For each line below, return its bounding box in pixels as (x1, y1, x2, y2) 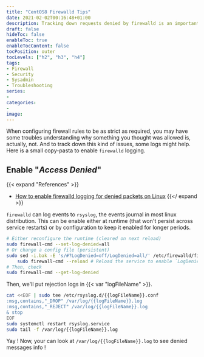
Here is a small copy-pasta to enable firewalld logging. (6, 147, 146, 154)
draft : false (6, 26, 39, 32)
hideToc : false (6, 32, 45, 38)
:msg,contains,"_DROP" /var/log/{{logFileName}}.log (6, 298, 143, 305)
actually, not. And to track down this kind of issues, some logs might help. (6, 141, 191, 148)
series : (6, 88, 26, 94)
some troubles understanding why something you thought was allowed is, (6, 134, 191, 141)
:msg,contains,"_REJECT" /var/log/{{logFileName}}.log (6, 304, 148, 310)
